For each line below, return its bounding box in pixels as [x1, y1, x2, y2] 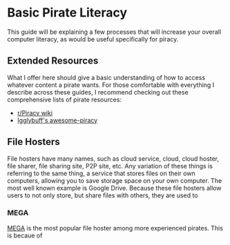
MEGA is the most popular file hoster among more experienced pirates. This [7, 224, 223, 232]
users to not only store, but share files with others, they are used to [7, 191, 198, 199]
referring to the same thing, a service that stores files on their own [7, 169, 195, 177]
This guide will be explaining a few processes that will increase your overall [7, 28, 222, 36]
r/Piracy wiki [17, 108, 53, 117]
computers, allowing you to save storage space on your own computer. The [7, 176, 222, 184]
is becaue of [7, 231, 43, 239]
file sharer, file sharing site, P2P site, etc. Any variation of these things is [7, 161, 213, 170]
